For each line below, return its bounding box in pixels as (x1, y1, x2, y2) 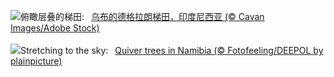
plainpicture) (10, 55, 63, 67)
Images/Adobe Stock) (10, 22, 100, 34)
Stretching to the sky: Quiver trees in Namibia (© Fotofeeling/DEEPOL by (20, 45, 324, 56)
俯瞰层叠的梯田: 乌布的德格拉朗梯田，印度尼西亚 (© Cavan (20, 11, 265, 22)
